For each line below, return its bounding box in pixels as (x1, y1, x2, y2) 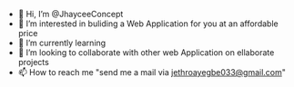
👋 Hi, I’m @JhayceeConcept (17, 9, 124, 19)
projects (17, 57, 50, 67)
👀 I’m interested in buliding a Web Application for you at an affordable (17, 18, 279, 29)
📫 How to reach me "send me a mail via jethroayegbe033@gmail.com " (17, 67, 287, 77)
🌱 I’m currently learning (17, 37, 106, 48)
